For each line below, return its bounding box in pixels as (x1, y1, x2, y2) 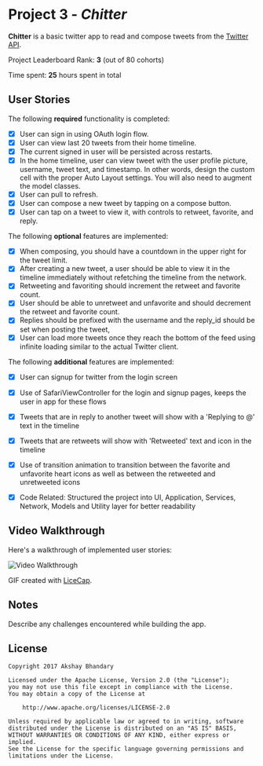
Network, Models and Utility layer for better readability (19, 501, 196, 511)
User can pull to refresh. (19, 190, 98, 199)
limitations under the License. (8, 752, 114, 760)
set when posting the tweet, (19, 324, 110, 334)
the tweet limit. (19, 255, 68, 265)
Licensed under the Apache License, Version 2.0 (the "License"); (8, 676, 230, 684)
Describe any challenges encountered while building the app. (8, 619, 206, 629)
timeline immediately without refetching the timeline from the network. (19, 273, 247, 282)
